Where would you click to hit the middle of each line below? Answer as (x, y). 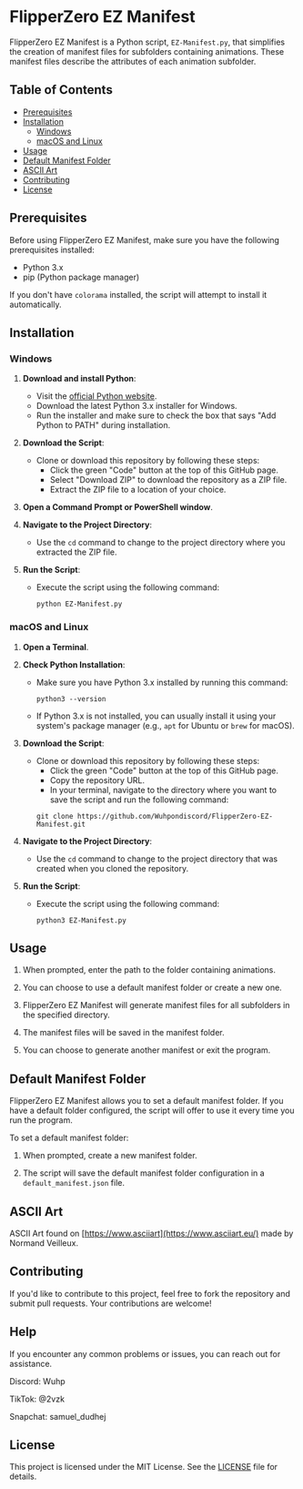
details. (23, 1476)
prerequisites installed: (52, 250)
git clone (55, 816)
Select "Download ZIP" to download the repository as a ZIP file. (168, 480)
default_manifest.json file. (74, 1183)
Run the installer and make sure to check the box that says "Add (156, 415)
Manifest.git (61, 824)
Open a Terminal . (56, 647)
